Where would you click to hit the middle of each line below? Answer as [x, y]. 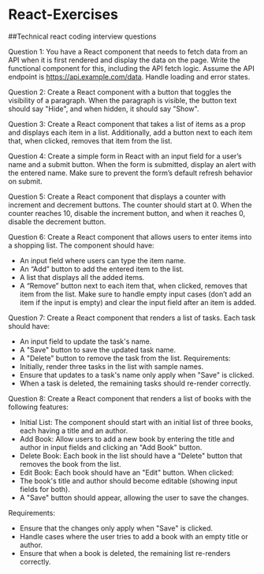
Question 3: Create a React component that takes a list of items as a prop [127, 124]
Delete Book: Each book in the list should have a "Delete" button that [131, 456]
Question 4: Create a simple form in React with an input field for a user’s [125, 156]
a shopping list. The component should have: [82, 245]
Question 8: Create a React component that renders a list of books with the [130, 398]
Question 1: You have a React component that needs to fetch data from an [128, 51]
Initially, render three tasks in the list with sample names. [112, 366]
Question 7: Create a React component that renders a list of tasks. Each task [132, 318]
